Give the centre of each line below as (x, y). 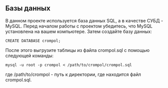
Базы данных (28, 8)
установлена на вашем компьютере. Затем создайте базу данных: (79, 31)
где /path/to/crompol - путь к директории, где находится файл (73, 74)
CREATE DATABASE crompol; (33, 41)
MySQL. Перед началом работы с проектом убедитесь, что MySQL (79, 26)
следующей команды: (30, 55)
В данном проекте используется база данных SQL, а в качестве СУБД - (84, 20)
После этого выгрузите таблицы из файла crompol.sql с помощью (78, 50)
